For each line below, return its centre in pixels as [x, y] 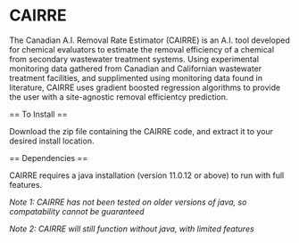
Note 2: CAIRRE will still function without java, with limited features [132, 229]
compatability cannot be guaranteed [77, 211]
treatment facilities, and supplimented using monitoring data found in [136, 77]
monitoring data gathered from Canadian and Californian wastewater [136, 69]
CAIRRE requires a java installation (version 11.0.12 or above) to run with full [147, 175]
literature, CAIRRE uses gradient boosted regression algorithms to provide [145, 87]
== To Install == [38, 114]
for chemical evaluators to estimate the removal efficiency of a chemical [142, 49]
